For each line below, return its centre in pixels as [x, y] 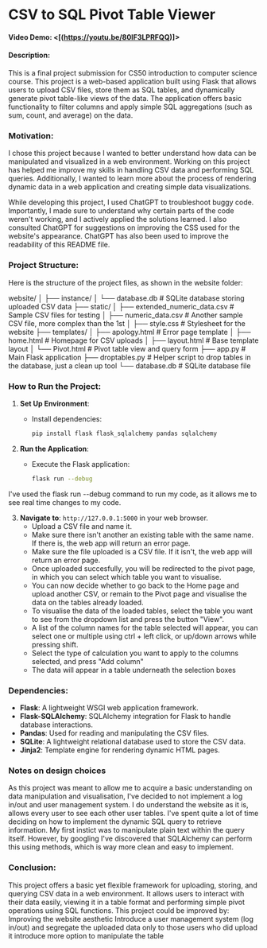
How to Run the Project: [55, 386]
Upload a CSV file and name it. [82, 526]
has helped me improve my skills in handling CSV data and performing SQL [131, 170]
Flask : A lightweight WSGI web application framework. [109, 707]
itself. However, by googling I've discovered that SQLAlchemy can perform [130, 839]
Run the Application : [54, 449]
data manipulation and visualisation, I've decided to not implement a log [126, 796]
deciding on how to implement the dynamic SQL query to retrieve [115, 822]
